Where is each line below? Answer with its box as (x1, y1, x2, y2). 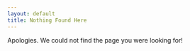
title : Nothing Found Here (7, 17, 87, 24)
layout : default (7, 10, 55, 17)
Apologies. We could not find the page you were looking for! (7, 36, 183, 44)
